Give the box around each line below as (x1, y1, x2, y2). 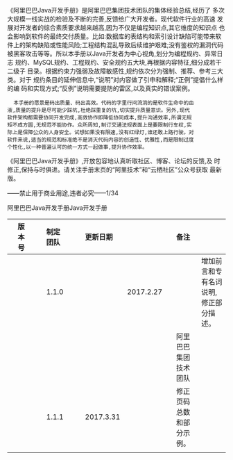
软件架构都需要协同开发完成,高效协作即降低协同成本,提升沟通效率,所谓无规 (7, 114, 192, 121)
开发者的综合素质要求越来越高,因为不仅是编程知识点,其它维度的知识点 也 (19, 24, 225, 31)
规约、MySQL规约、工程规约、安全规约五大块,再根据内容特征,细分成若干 (15, 58, 222, 66)
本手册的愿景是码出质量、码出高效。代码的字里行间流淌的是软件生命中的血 (13, 99, 194, 106)
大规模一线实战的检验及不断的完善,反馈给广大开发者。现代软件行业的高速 (7, 15, 216, 23)
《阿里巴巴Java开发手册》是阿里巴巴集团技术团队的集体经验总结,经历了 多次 (7, 6, 225, 14)
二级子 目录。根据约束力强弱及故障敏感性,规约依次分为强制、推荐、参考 (7, 67, 212, 75)
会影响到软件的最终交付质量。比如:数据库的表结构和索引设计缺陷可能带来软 (7, 32, 222, 40)
